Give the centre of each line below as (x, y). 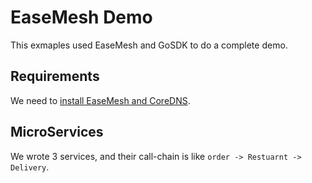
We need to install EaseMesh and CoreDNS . (100, 100)
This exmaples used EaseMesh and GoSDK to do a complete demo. (149, 45)
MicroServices (57, 132)
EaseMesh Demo (81, 17)
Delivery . (30, 167)
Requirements (55, 76)
